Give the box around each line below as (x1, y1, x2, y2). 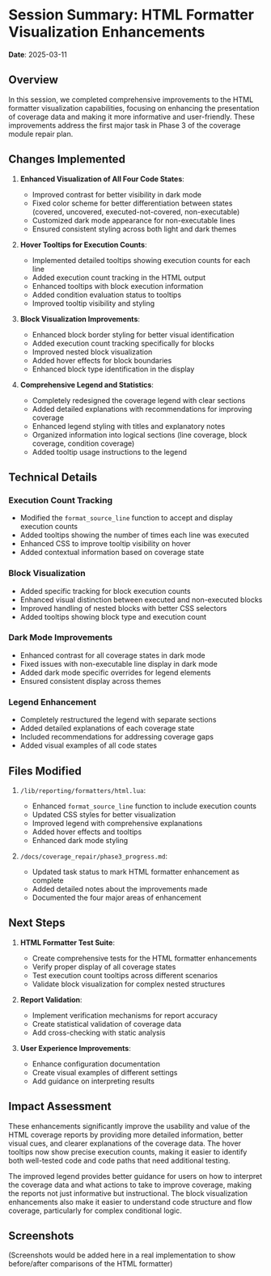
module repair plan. (8, 129, 74, 138)
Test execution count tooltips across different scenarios (32, 970, 218, 980)
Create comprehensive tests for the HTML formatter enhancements (32, 953, 257, 963)
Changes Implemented (8, 152, 125, 167)
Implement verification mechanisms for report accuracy (32, 1010, 218, 1020)
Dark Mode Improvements (8, 632, 113, 643)
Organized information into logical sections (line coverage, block (32, 430, 248, 439)
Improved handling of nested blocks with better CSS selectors (19, 603, 227, 613)
